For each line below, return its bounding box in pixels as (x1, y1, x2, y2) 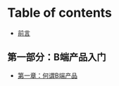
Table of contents (7, 5, 113, 21)
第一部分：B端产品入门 (7, 51, 106, 64)
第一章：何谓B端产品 (17, 71, 77, 80)
